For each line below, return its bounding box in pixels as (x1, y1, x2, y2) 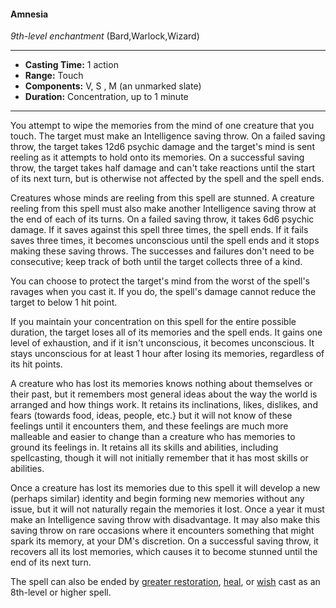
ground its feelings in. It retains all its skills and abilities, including (10, 441, 279, 454)
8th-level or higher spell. (10, 586, 112, 599)
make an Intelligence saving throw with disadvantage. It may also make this (10, 514, 321, 526)
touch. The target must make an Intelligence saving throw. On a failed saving (10, 130, 326, 142)
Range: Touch (24, 70, 84, 82)
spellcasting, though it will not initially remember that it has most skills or (10, 452, 309, 464)
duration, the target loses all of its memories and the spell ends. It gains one (10, 326, 323, 339)
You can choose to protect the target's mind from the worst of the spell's (10, 275, 311, 287)
